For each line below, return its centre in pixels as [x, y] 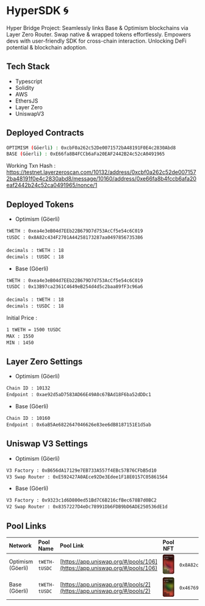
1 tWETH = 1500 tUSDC [34, 330]
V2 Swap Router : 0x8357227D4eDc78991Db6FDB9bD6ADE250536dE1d [87, 507]
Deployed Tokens [40, 204]
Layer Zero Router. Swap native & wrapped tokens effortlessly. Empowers [99, 34]
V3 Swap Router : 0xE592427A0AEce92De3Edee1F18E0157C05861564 [87, 477]
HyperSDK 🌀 [38, 11]
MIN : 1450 [20, 342]
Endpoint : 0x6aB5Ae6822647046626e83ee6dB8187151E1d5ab [79, 425]
